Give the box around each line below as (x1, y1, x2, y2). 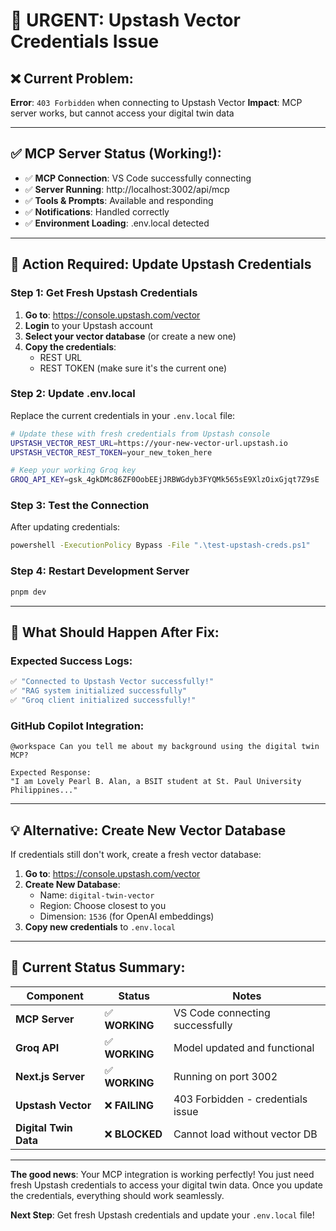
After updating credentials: (10, 521, 121, 533)
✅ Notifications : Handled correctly (24, 205, 170, 218)
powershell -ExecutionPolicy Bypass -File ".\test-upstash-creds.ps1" (10, 540, 311, 551)
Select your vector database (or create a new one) (24, 330, 237, 342)
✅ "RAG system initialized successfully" (10, 686, 188, 696)
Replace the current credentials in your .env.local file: (10, 409, 236, 421)
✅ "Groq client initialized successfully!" (10, 695, 197, 705)
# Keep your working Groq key (10, 465, 137, 476)
